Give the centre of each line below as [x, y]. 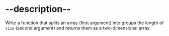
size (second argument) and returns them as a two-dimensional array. [78, 28]
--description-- [38, 9]
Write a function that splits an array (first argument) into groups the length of [84, 23]
